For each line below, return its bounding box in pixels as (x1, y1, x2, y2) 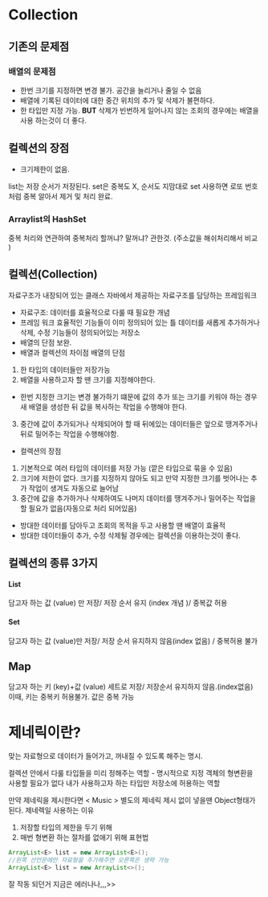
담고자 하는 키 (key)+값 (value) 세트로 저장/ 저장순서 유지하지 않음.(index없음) (8, 682, 254, 692)
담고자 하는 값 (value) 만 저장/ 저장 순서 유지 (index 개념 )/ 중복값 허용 (8, 598, 228, 608)
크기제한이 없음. (19, 164, 70, 174)
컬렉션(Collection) (8, 268, 98, 281)
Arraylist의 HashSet (8, 213, 87, 224)
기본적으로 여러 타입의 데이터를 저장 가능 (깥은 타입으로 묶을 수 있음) (19, 463, 233, 473)
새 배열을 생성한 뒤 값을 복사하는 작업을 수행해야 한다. (19, 402, 187, 412)
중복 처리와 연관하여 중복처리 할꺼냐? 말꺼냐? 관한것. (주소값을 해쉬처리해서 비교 (8, 233, 258, 243)
